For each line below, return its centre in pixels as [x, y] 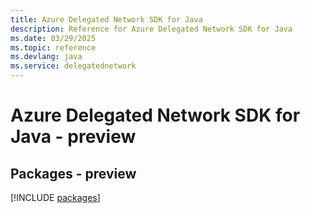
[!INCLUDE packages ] [55, 197]
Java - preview [73, 137]
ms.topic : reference [53, 47]
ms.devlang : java [46, 57]
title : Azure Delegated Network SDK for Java [106, 19]
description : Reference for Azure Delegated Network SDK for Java [151, 29]
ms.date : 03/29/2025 [53, 38]
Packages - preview [73, 173]
